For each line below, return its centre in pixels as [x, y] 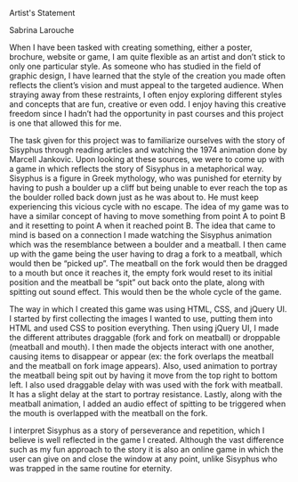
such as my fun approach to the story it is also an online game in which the [146, 449]
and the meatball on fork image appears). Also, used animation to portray [143, 366]
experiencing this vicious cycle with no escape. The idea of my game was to [149, 207]
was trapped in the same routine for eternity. [91, 468]
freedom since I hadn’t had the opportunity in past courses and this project [147, 114]
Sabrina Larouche [42, 30]
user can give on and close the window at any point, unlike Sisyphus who [143, 459]
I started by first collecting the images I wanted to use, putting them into [141, 319]
